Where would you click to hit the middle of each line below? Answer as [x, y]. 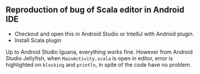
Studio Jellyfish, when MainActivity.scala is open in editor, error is [89, 58]
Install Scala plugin [38, 40]
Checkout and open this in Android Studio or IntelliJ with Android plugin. [104, 34]
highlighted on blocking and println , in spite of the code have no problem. [98, 64]
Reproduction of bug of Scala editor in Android [95, 10]
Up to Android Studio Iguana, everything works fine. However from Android [99, 52]
